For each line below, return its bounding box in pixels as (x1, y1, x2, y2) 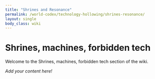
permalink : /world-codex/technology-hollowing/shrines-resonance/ (5, 12, 145, 17)
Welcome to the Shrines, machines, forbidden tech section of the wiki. (5, 59, 149, 65)
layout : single (5, 16, 37, 21)
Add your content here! (5, 68, 52, 74)
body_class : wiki (5, 21, 41, 26)
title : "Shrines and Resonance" (5, 7, 72, 12)
